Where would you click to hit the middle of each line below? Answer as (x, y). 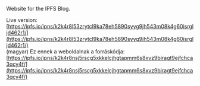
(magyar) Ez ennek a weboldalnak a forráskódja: (65, 52)
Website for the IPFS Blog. (38, 9)
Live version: (22, 20)
